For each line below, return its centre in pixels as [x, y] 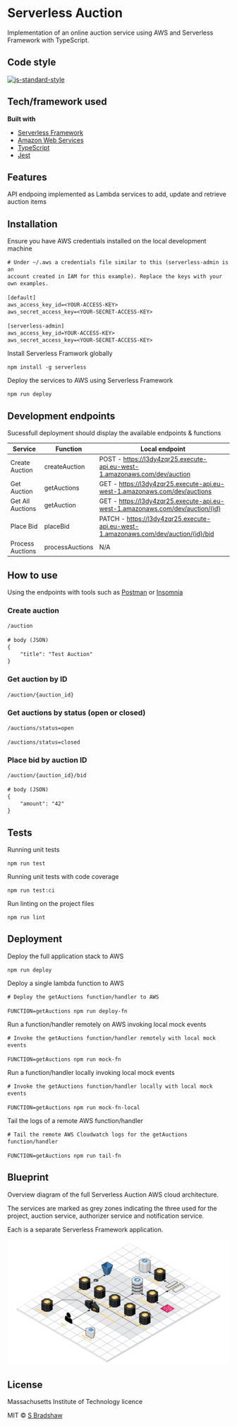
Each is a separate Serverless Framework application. [85, 1229]
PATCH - [112, 519]
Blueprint [28, 1177]
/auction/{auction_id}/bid [47, 776]
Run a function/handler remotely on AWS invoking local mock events [107, 1024]
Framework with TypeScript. [48, 40]
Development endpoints [61, 416]
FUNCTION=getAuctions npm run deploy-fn [68, 1011]
